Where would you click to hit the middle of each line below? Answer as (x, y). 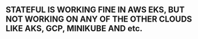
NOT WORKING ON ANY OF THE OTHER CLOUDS (99, 19)
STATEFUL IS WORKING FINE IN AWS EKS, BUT (95, 10)
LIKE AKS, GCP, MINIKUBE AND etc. (74, 28)
